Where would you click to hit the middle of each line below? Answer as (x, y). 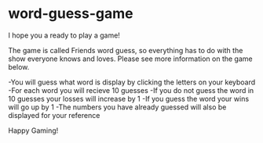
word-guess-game (71, 14)
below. (19, 66)
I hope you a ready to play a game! (64, 35)
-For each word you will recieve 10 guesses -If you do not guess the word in (131, 90)
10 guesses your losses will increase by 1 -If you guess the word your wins (129, 98)
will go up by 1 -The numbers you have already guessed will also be (117, 107)
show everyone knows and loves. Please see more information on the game (130, 59)
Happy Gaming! (33, 130)
